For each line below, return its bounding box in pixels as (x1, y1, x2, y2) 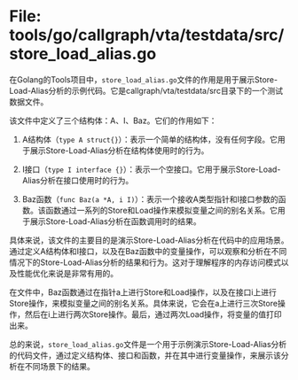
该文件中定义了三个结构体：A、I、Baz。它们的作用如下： (9, 115, 217, 126)
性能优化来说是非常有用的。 (16, 268, 118, 278)
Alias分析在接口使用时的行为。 (21, 174, 134, 185)
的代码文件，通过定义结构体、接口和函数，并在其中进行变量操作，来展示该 (9, 350, 281, 361)
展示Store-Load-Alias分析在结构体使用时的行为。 (29, 144, 209, 156)
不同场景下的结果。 (24, 361, 95, 371)
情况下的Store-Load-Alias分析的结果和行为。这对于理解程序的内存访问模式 (9, 257, 281, 268)
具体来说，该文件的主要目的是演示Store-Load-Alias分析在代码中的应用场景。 (9, 235, 289, 245)
